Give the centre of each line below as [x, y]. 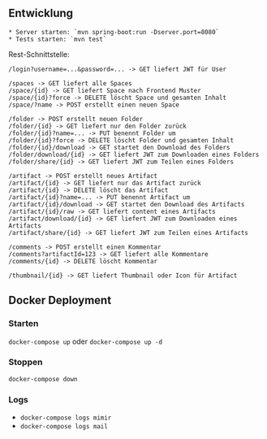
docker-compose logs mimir [66, 418]
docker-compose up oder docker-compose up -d [86, 341]
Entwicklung [41, 13]
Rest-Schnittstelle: [39, 54]
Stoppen [26, 363]
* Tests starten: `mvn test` [58, 39]
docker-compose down [43, 379]
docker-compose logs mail [64, 427]
